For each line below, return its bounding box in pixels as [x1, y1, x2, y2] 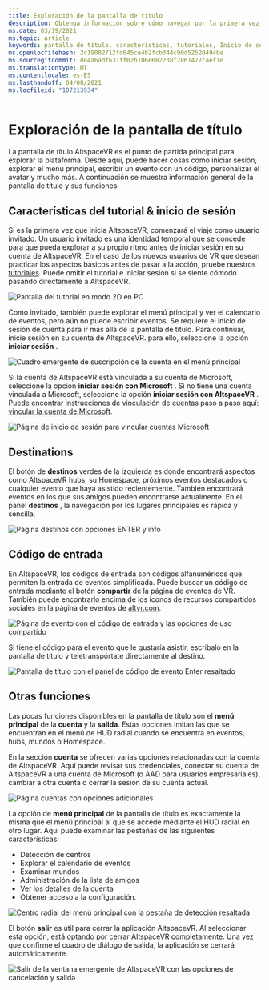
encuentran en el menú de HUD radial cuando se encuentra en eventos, [8, 727, 245, 737]
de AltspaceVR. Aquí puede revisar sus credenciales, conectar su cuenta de [8, 760, 259, 770]
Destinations [8, 445, 74, 459]
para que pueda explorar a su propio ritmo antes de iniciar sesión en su [8, 242, 244, 252]
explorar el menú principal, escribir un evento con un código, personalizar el [8, 164, 260, 174]
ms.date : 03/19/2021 [8, 26, 78, 34]
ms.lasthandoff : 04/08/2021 [8, 78, 102, 86]
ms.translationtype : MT [8, 64, 88, 72]
